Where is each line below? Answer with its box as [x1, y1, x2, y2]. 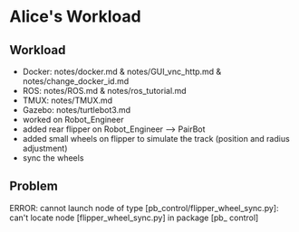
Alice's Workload [9, 6, 142, 27]
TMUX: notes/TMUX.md [22, 95, 113, 106]
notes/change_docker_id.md [22, 76, 130, 87]
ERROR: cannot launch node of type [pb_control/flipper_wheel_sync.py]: [9, 202, 279, 213]
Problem [9, 179, 59, 194]
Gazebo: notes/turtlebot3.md [22, 105, 131, 115]
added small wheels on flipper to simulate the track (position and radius [22, 134, 290, 144]
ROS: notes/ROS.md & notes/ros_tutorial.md [22, 86, 188, 96]
